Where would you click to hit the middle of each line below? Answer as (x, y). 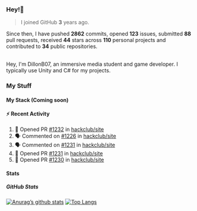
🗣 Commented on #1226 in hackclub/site (66, 136)
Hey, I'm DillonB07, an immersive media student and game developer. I (92, 64)
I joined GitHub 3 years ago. (55, 23)
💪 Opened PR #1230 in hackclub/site (59, 160)
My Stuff (19, 86)
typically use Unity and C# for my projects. (58, 71)
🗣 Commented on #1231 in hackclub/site (65, 145)
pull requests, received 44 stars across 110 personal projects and (86, 40)
